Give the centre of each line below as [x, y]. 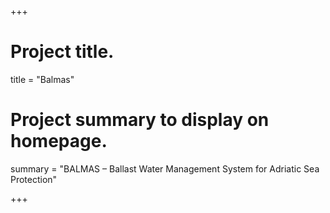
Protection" [34, 179]
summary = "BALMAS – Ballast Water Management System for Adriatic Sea [165, 168]
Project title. [62, 52]
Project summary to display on [140, 120]
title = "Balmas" [42, 79]
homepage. [59, 141]
